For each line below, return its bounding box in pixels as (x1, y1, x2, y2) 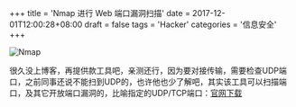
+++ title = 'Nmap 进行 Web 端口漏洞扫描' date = (9, 8, 191, 18)
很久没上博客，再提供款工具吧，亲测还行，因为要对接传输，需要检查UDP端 (9, 66, 287, 76)
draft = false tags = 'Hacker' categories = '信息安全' (84, 19, 277, 30)
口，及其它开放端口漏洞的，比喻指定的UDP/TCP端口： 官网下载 (9, 88, 243, 98)
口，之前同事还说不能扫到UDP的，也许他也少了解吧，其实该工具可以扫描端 (9, 76, 287, 87)
